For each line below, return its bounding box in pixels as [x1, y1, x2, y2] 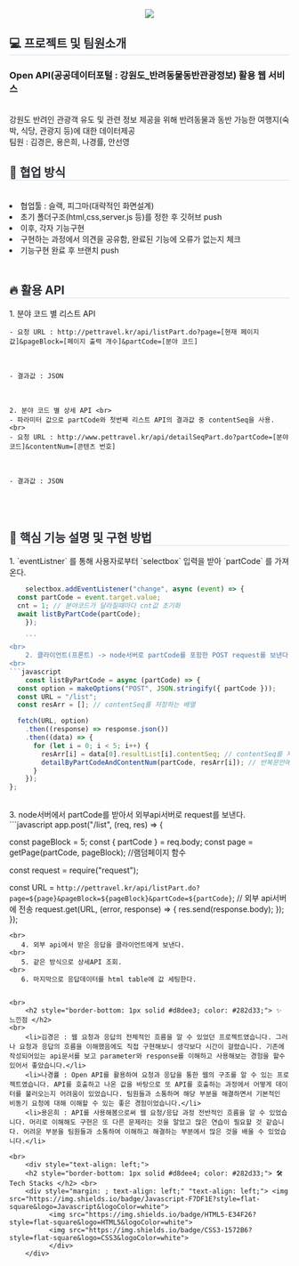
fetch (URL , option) [17, 716, 90, 726]
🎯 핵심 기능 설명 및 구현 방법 [9, 529, 153, 545]
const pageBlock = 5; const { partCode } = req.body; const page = [9, 836, 254, 848]
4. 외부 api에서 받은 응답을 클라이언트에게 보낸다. [20, 940, 185, 950]
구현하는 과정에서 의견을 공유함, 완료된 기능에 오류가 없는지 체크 [20, 233, 242, 244]
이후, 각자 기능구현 [20, 222, 85, 233]
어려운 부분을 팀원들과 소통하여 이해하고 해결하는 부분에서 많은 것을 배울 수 [23, 1127, 264, 1137]
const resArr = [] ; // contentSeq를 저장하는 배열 [17, 700, 196, 710]
